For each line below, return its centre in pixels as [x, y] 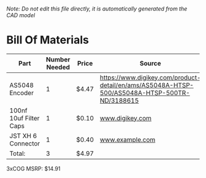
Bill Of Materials [48, 40]
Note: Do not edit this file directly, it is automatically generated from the [97, 9]
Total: [17, 153]
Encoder [21, 93]
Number [58, 60]
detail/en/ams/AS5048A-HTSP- [147, 85]
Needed [58, 67]
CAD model [21, 15]
